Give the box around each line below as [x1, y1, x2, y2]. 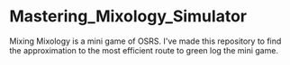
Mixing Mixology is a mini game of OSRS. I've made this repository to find [9, 36, 282, 46]
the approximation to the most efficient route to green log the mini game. [9, 45, 279, 55]
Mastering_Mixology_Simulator [9, 6, 248, 27]
